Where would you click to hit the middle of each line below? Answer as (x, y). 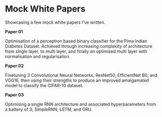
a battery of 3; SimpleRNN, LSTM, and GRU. (49, 109)
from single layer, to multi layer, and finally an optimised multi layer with (76, 51)
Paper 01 (14, 31)
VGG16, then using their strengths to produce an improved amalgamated (77, 80)
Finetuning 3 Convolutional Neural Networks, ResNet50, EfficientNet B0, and (81, 75)
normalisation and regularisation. (38, 56)
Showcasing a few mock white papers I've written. (55, 22)
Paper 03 (15, 95)
